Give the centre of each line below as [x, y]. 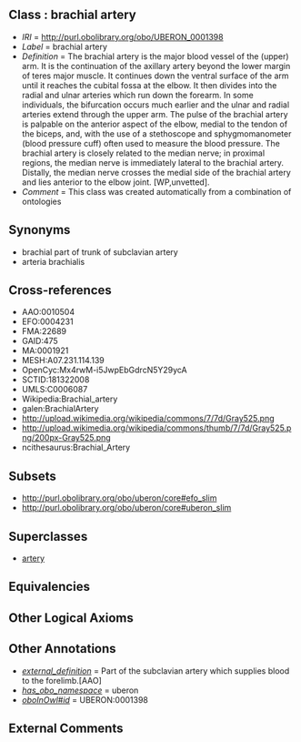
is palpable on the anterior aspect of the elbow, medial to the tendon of [155, 124]
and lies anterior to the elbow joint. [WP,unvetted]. [115, 182]
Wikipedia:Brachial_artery [70, 399]
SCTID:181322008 [55, 380]
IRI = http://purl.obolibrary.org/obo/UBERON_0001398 [122, 36]
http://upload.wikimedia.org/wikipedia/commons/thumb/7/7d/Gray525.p [156, 428]
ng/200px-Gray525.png [66, 438]
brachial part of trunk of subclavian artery [100, 252]
